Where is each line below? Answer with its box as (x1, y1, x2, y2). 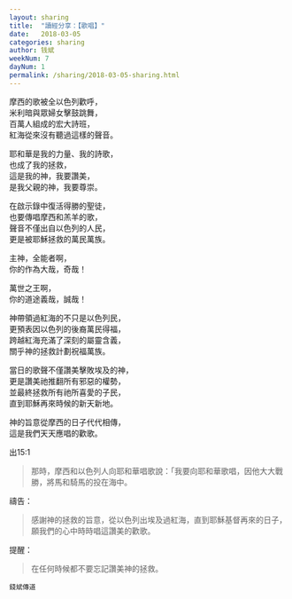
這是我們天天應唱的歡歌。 (9, 428, 103, 438)
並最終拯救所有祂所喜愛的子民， (9, 387, 126, 398)
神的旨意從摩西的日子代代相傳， (9, 416, 126, 427)
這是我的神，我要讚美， (9, 170, 95, 181)
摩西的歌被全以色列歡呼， (9, 96, 103, 106)
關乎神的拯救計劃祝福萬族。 (9, 345, 111, 356)
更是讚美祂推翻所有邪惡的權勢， (9, 375, 126, 386)
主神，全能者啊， (9, 252, 72, 263)
